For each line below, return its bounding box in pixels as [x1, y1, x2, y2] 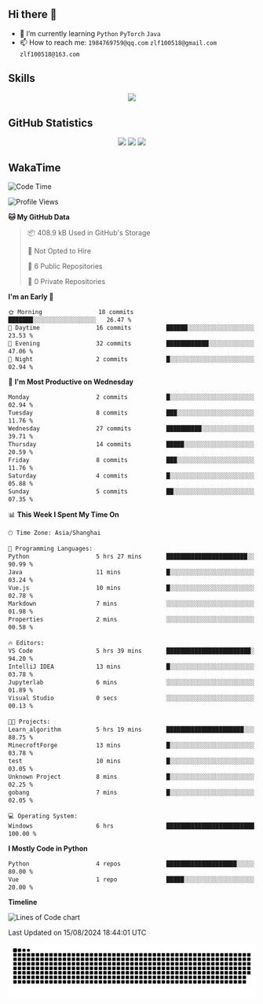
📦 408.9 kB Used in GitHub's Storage [27, 228, 151, 238]
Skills [8, 72, 35, 85]
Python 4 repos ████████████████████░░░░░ [8, 860, 255, 868]
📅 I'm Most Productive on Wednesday [8, 377, 133, 386]
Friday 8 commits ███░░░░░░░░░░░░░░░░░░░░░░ [8, 456, 255, 464]
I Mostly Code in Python [8, 843, 88, 854]
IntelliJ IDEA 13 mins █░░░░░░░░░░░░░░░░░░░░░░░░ [8, 663, 255, 671]
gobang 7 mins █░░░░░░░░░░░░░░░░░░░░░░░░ [8, 788, 255, 797]
